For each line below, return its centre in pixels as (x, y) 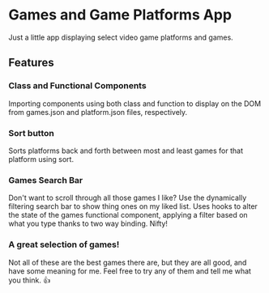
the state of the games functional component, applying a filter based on (128, 215)
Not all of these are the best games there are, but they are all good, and (128, 262)
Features (31, 63)
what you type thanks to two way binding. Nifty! (88, 223)
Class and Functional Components (78, 86)
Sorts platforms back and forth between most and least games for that (126, 151)
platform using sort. (41, 159)
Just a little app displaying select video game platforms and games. (121, 37)
